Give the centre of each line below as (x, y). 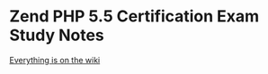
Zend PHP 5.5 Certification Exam (134, 16)
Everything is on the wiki (55, 60)
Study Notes (57, 35)
